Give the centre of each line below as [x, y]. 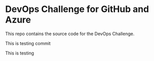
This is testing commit [28, 43]
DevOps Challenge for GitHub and [77, 9]
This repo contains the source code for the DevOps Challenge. [70, 33]
